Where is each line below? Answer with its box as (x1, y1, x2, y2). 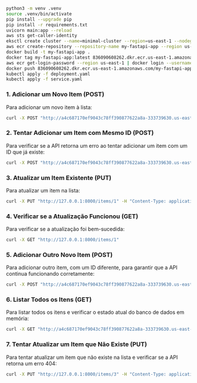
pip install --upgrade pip (6, 16, 72, 22)
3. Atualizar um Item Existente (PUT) (6, 174, 112, 182)
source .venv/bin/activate (6, 11, 72, 17)
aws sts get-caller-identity (6, 33, 77, 39)
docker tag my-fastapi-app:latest (6, 55, 91, 60)
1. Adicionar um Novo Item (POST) (6, 90, 104, 99)
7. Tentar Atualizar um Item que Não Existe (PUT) (6, 340, 148, 348)
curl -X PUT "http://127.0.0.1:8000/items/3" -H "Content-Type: (6, 371, 167, 377)
